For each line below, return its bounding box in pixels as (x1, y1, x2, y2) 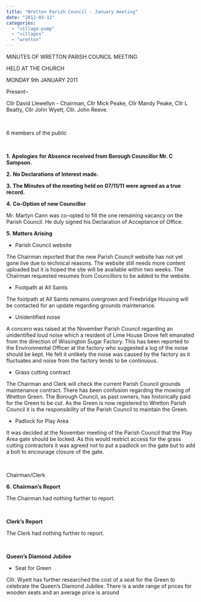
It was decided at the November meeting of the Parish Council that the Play (6, 429, 193, 436)
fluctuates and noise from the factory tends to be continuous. (6, 357, 158, 364)
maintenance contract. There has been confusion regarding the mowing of (6, 387, 191, 394)
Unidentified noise (14, 313, 61, 321)
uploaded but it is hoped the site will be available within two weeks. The (6, 266, 184, 273)
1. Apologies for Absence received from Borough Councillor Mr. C (6, 152, 173, 160)
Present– (6, 88, 28, 95)
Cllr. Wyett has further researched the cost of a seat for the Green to (6, 576, 176, 583)
